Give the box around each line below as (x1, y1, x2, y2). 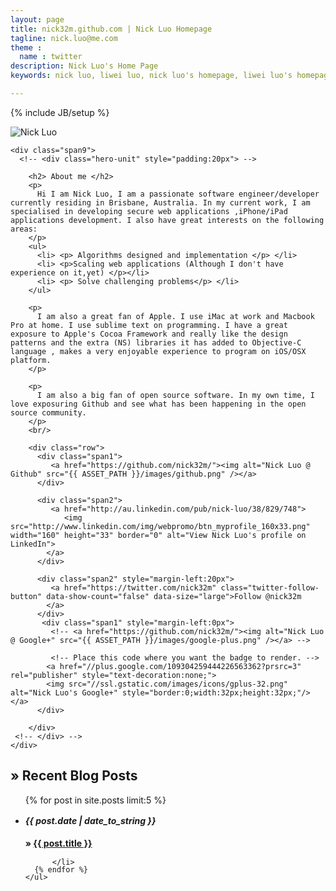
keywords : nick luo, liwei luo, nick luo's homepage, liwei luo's (10, 71, 293, 81)
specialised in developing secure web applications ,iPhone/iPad (10, 206, 288, 216)
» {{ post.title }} (24, 837, 93, 849)
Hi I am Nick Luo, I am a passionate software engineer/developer (36, 189, 320, 199)
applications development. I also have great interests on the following (10, 215, 325, 225)
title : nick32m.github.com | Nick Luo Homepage (10, 24, 213, 34)
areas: (10, 224, 38, 234)
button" (10, 591, 43, 601)
